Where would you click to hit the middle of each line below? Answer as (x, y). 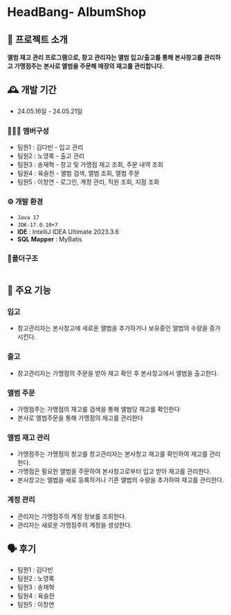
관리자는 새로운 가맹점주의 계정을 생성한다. (75, 525)
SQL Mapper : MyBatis (49, 239)
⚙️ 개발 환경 (25, 202)
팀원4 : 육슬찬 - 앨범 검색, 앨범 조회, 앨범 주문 (78, 174)
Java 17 (28, 218)
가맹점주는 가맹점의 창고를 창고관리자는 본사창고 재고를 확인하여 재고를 (112, 454)
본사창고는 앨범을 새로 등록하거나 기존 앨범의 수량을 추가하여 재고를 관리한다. (121, 480)
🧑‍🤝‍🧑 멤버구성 (28, 130)
